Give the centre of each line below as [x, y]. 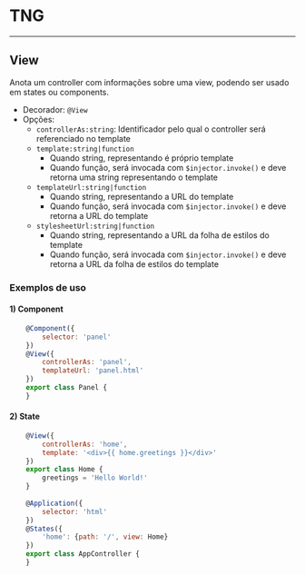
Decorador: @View [55, 109]
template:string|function [85, 149]
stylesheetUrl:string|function [95, 226]
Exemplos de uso [48, 287]
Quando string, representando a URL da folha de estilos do [159, 235]
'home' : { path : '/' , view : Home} [105, 537]
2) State [25, 416]
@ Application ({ [54, 503]
